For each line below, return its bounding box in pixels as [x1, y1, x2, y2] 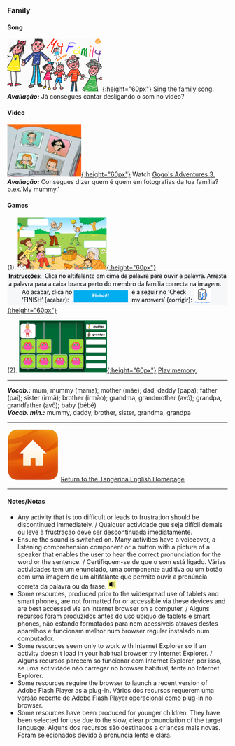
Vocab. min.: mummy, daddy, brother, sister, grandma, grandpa [7, 408, 191, 416]
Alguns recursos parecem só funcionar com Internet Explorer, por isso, [17, 656, 222, 665]
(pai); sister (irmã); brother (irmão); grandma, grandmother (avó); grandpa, [7, 393, 222, 402]
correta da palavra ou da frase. [17, 582, 107, 590]
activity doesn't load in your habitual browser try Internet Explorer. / [17, 649, 213, 657]
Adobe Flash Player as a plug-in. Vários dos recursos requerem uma [17, 686, 215, 694]
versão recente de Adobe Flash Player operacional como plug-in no [17, 694, 213, 702]
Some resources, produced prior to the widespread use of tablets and [17, 589, 219, 598]
